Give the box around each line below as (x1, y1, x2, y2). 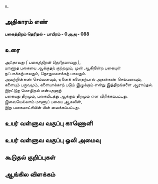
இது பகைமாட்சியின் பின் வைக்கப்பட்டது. (4, 104, 80, 110)
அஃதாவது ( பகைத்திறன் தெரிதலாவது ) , (4, 59, 81, 65)
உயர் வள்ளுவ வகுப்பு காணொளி (4, 119, 93, 128)
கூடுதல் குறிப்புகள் (4, 153, 55, 161)
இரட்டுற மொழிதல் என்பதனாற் (4, 87, 62, 93)
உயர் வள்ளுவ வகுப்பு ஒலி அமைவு (4, 136, 101, 144)
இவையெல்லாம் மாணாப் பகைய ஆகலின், (4, 98, 82, 104)
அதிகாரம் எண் (4, 18, 48, 26)
